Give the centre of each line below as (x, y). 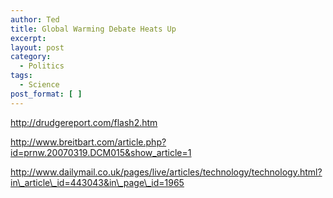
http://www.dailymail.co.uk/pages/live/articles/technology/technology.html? (166, 172)
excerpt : (28, 38)
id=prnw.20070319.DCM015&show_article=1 (101, 152)
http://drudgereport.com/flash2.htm (84, 122)
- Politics (42, 66)
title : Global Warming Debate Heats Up (93, 29)
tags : (21, 76)
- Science (39, 85)
